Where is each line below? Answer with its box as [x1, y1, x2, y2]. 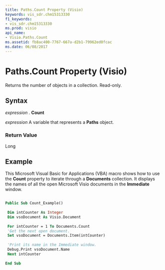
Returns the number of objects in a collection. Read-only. [5, 82, 122, 88]
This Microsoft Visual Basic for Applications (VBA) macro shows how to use [5, 171, 160, 177]
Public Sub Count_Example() [5, 201, 64, 206]
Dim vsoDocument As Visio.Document [7, 214, 81, 219]
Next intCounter [7, 252, 41, 257]
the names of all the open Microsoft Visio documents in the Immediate [5, 181, 150, 187]
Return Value [5, 132, 37, 139]
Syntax [5, 96, 28, 105]
